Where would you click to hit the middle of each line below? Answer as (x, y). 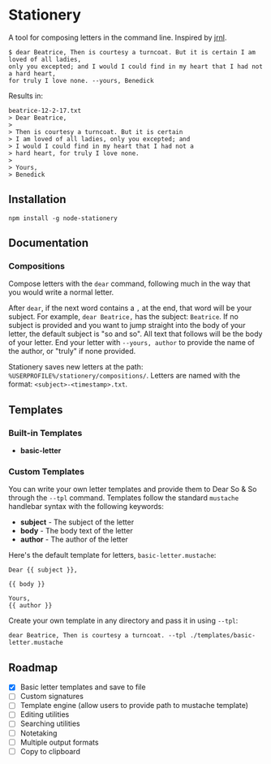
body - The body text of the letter (76, 531)
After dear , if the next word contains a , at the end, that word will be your (130, 308)
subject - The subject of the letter (77, 522)
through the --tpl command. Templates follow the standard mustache (124, 498)
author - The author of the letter (74, 540)
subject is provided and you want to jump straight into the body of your (127, 326)
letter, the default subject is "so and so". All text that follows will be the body (135, 334)
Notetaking (39, 733)
